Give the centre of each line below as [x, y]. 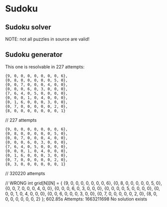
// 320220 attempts [25, 173]
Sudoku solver [28, 27]
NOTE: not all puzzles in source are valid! [47, 39]
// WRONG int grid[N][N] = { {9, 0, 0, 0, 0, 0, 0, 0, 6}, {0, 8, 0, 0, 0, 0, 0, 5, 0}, [83, 183]
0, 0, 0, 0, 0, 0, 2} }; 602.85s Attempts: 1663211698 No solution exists [76, 199]
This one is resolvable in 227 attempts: [45, 67]
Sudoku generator [34, 55]
